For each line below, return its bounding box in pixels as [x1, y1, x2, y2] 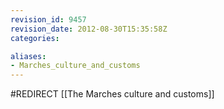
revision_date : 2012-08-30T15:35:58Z [10, 24, 168, 34]
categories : [10, 33, 60, 43]
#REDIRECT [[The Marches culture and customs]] [10, 88, 215, 100]
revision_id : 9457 [10, 14, 87, 25]
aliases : [10, 51, 47, 61]
